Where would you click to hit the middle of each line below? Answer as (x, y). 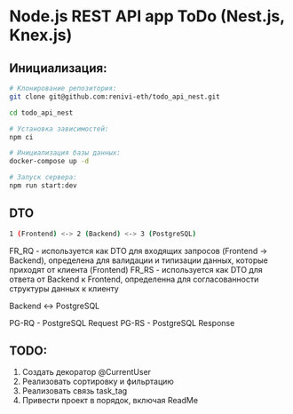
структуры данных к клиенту (64, 288)
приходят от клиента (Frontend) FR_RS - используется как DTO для (136, 269)
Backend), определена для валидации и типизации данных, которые (139, 260)
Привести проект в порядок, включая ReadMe (110, 401)
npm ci (21, 137)
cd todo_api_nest (41, 113)
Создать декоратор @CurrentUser (87, 372)
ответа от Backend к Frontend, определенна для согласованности (134, 279)
